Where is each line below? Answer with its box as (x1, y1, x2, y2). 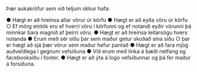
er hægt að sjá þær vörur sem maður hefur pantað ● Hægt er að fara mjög (6, 41, 189, 48)
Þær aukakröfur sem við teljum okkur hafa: (6, 5, 110, 12)
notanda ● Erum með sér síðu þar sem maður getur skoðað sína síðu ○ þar (6, 35, 190, 42)
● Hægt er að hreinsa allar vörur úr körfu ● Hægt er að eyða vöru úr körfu (6, 17, 188, 23)
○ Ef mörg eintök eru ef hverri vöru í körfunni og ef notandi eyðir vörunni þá (6, 23, 192, 30)
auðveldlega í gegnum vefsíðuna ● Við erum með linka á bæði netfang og (6, 48, 186, 55)
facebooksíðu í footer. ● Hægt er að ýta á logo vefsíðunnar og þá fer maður (6, 54, 191, 61)
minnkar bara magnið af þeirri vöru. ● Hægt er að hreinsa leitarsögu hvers (6, 29, 188, 36)
